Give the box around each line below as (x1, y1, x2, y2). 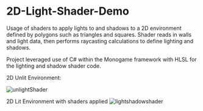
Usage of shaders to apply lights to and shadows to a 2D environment (6, 24, 182, 32)
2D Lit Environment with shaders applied (6, 98, 109, 105)
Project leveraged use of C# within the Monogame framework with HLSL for (6, 56, 197, 63)
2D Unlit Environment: (6, 74, 62, 81)
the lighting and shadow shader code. (6, 62, 102, 70)
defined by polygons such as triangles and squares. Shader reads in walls (6, 30, 192, 38)
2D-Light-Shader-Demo (6, 4, 129, 18)
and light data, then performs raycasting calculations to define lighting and (6, 37, 194, 45)
